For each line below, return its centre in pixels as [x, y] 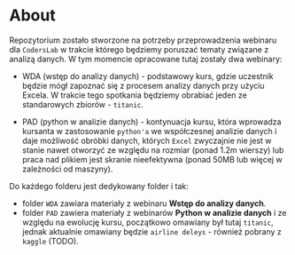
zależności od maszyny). [67, 169]
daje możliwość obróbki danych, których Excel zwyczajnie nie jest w [147, 140]
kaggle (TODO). [50, 241]
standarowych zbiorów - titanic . [83, 104]
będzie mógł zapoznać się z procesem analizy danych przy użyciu [143, 85]
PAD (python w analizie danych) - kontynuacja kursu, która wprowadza [151, 122]
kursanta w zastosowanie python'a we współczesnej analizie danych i [149, 131]
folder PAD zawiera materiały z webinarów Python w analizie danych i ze [154, 212]
